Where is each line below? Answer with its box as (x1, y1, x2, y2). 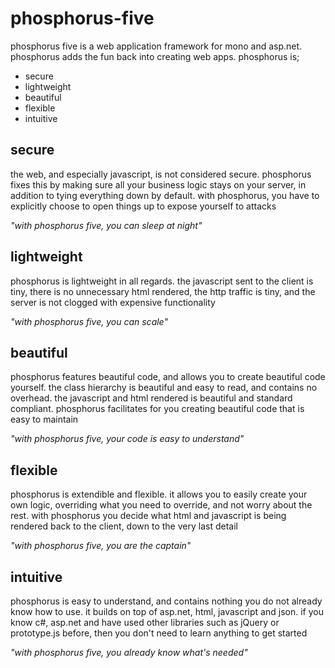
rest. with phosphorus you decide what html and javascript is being (10, 510, 287, 522)
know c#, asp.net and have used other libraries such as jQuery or (10, 617, 280, 628)
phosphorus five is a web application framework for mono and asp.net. (10, 40, 303, 52)
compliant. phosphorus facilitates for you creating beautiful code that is (10, 403, 305, 415)
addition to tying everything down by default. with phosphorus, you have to (10, 189, 320, 201)
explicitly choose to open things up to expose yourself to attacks (10, 200, 277, 212)
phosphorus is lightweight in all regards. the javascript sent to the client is (10, 275, 314, 287)
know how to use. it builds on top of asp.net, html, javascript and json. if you (10, 606, 324, 617)
